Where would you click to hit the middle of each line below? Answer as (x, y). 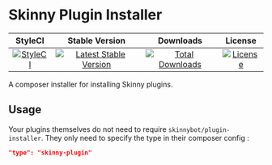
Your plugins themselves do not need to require (88, 129)
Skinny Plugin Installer (85, 15)
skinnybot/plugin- (200, 130)
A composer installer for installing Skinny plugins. (91, 84)
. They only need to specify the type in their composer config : (145, 137)
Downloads (180, 40)
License (241, 40)
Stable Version (96, 40)
